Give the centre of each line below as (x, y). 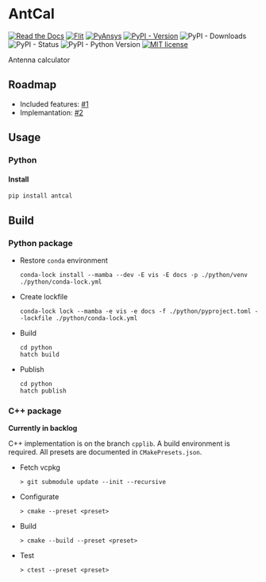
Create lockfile (44, 296)
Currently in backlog (43, 428)
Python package (40, 243)
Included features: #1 (54, 104)
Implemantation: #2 (51, 112)
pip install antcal (40, 196)
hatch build (39, 354)
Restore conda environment (64, 260)
